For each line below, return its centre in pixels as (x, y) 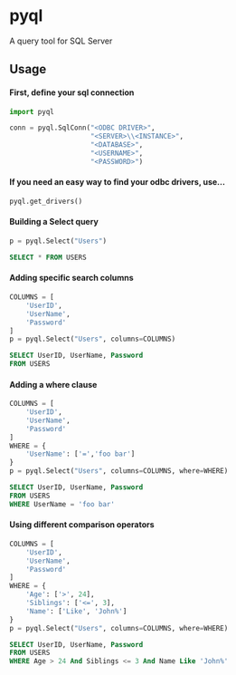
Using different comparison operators (82, 525)
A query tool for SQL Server (61, 41)
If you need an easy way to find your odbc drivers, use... (118, 182)
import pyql (32, 111)
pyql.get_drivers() (46, 201)
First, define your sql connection (72, 92)
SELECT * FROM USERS (48, 257)
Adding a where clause (53, 384)
